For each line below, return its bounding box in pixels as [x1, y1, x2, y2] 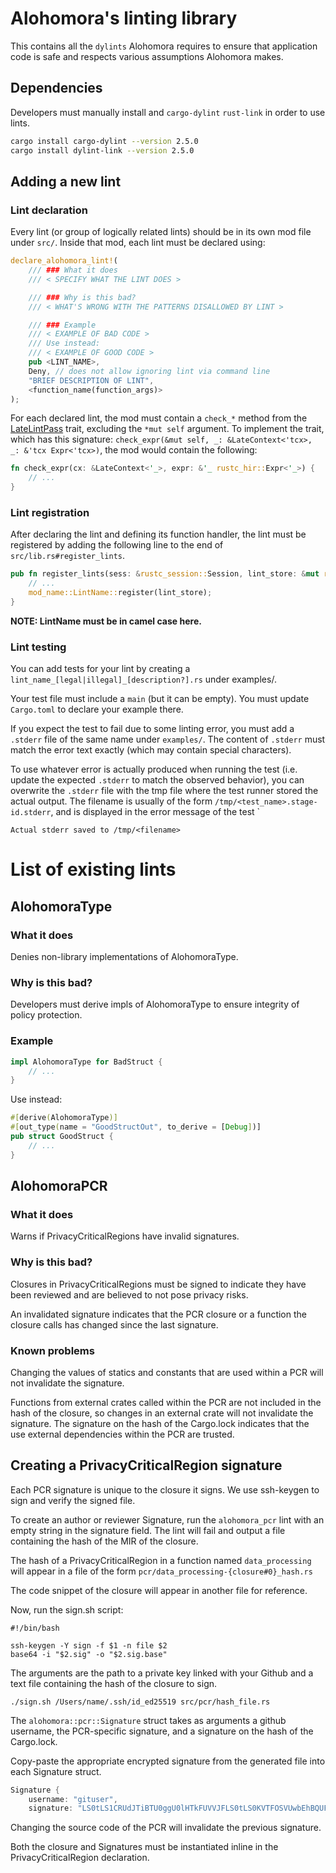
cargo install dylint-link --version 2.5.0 [10, 145, 195, 156]
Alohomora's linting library [10, 7, 238, 30]
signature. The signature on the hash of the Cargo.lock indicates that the [10, 1417, 310, 1429]
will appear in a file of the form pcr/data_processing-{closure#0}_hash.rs [10, 1565, 313, 1577]
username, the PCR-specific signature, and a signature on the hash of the [10, 1725, 314, 1737]
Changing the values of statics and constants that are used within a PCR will [10, 1366, 324, 1378]
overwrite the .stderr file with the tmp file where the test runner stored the [10, 785, 319, 797]
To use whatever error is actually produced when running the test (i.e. [10, 763, 298, 776]
